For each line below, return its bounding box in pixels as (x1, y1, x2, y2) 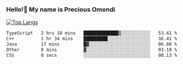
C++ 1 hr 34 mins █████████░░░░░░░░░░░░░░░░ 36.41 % (6, 36, 178, 42)
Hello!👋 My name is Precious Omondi (6, 5, 116, 14)
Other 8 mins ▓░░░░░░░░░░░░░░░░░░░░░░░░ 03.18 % (6, 47, 178, 53)
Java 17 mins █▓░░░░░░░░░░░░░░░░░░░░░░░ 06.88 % (6, 41, 178, 47)
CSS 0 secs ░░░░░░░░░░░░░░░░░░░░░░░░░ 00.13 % (6, 52, 178, 58)
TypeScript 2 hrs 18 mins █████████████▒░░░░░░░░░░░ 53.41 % (6, 30, 178, 36)
